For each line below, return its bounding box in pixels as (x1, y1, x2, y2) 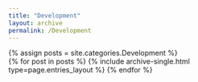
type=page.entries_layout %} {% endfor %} (8, 65, 153, 75)
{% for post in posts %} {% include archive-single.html (8, 57, 191, 66)
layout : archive (8, 19, 63, 27)
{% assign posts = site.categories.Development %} (8, 49, 179, 58)
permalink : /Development (8, 26, 92, 34)
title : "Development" (8, 11, 81, 20)
